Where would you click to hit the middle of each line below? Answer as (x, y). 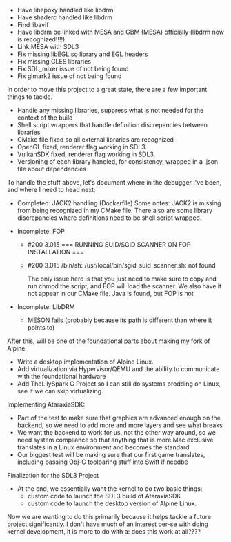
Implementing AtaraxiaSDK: (46, 404)
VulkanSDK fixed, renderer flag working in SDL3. (86, 154)
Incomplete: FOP (41, 231)
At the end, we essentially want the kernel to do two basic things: (110, 489)
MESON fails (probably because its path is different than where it (120, 320)
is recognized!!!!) (41, 39)
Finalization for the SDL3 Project (53, 475)
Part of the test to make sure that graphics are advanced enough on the (119, 418)
